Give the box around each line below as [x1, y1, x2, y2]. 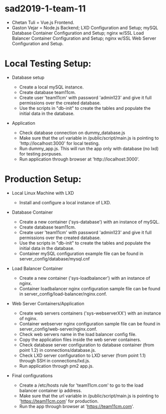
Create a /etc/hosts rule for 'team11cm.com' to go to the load [19, 382, 144, 388]
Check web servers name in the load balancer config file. [19, 331, 137, 337]
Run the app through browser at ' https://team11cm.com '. [19, 403, 135, 409]
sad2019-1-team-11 [4, 3, 86, 14]
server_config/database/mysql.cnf [19, 255, 90, 261]
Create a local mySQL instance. [19, 84, 84, 90]
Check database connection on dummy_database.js [19, 130, 125, 136]
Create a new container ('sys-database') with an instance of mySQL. [19, 219, 160, 225]
